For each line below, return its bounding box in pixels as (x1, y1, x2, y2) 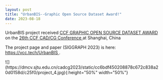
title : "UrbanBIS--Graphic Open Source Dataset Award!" (5, 12, 122, 17)
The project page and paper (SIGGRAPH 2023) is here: (5, 45, 116, 51)
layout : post (5, 7, 32, 12)
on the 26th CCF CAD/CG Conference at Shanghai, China (5, 35, 121, 41)
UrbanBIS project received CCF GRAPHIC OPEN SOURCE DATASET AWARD (5, 30, 158, 36)
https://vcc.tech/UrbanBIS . (5, 50, 60, 55)
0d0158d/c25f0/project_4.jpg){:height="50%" (5, 70, 98, 76)
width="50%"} (98, 70, 129, 76)
